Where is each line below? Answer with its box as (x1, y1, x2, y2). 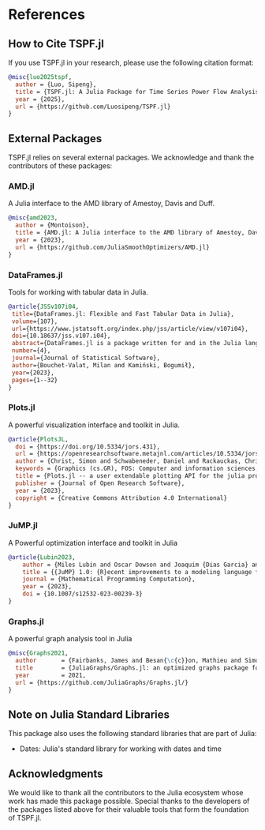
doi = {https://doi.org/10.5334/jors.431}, (15, 442, 160, 451)
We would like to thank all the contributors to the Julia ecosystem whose (8, 788, 244, 798)
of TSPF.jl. (8, 813, 42, 823)
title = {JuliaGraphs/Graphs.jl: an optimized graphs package (15, 663, 248, 672)
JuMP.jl (8, 520, 38, 531)
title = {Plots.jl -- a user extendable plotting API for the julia (15, 472, 245, 480)
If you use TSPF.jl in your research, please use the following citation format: (8, 58, 254, 67)
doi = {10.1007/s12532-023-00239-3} (22, 590, 144, 598)
